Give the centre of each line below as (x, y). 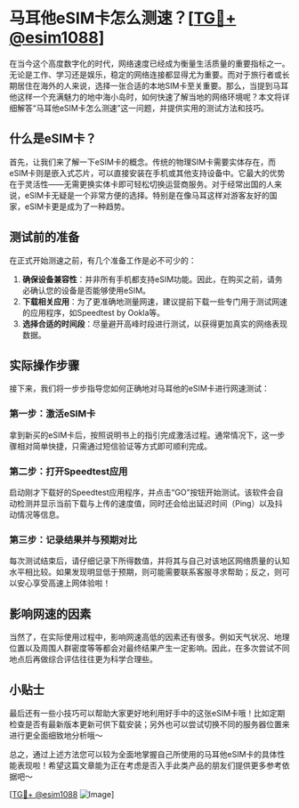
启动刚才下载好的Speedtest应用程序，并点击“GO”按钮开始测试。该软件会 (142, 492)
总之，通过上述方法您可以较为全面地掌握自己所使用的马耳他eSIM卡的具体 (143, 754)
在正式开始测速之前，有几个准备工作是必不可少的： (103, 260)
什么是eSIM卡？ (53, 139)
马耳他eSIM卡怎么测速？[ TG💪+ (123, 18)
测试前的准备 (44, 237)
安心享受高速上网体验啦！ (64, 583)
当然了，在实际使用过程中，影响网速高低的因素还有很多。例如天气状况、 (141, 637)
